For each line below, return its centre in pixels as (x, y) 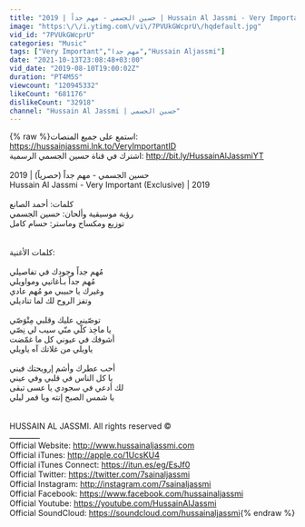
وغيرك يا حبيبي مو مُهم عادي (57, 291)
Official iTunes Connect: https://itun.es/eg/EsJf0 (100, 465)
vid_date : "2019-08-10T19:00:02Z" (75, 69)
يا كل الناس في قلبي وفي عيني (61, 378)
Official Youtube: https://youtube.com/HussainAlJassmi (113, 503)
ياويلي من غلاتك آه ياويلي (51, 349)
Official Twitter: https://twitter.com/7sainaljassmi (100, 474)
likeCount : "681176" (49, 94)
